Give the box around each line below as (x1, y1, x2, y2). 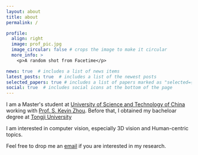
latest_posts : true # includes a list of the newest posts (6, 74, 157, 80)
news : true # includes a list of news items (6, 68, 120, 74)
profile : (6, 30, 28, 36)
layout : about (6, 8, 41, 15)
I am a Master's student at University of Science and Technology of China (6, 101, 186, 108)
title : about (6, 14, 38, 20)
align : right (11, 36, 44, 42)
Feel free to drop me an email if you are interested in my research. (6, 143, 166, 150)
